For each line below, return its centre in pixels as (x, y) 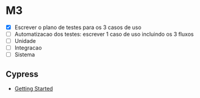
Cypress (22, 74)
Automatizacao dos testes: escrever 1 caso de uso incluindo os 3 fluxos (104, 34)
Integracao (28, 48)
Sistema (25, 54)
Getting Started (33, 89)
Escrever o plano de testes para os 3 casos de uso (78, 27)
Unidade (25, 41)
